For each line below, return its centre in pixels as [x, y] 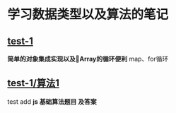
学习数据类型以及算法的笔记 [88, 14]
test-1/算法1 [34, 83]
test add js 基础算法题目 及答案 [52, 101]
